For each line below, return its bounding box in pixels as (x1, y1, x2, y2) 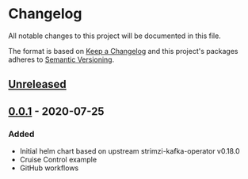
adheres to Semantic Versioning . (8, 55, 115, 64)
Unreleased (8, 78, 67, 91)
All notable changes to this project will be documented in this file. (8, 31, 222, 40)
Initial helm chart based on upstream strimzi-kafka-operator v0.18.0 (19, 147, 240, 156)
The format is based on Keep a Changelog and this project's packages (8, 46, 238, 55)
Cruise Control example (19, 155, 97, 165)
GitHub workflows (19, 163, 79, 173)
